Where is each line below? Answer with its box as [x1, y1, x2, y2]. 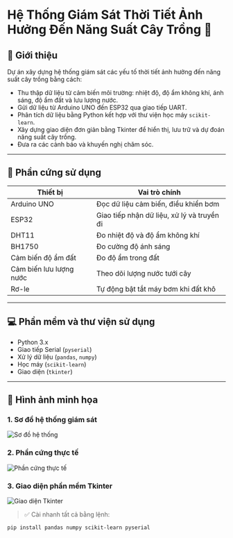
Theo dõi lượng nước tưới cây [96, 268, 191, 278]
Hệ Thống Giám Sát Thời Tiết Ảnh [7, 7, 203, 23]
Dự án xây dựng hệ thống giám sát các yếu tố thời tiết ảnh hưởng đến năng [7, 68, 221, 76]
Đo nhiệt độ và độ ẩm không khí [96, 230, 200, 239]
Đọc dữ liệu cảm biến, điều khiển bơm [96, 199, 220, 208]
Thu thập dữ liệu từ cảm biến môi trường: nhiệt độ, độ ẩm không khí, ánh [17, 89, 224, 96]
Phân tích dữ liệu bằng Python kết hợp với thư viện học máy [17, 111, 188, 119]
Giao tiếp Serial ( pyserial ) [17, 345, 92, 353]
